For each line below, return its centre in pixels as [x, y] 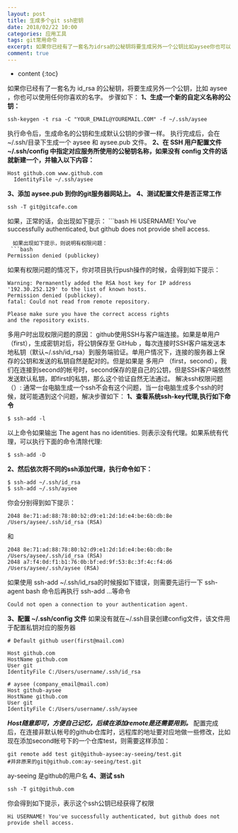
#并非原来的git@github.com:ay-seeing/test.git [74, 761]
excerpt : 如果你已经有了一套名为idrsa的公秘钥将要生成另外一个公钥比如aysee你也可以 [119, 47]
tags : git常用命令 [33, 40]
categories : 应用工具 [37, 34]
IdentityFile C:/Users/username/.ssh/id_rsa [74, 671]
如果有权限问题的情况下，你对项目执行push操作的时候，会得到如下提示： [114, 269]
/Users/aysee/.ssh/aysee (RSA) [53, 568]
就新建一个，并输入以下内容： [51, 159]
